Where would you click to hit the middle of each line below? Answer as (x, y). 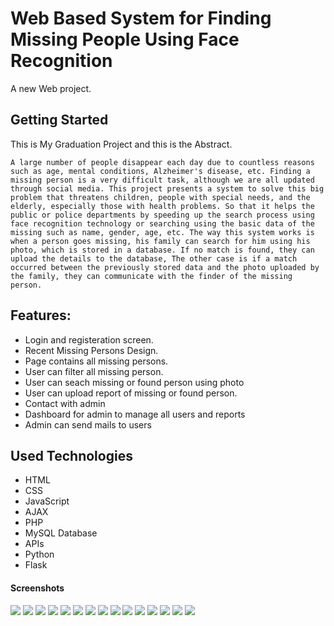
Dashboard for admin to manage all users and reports (135, 414)
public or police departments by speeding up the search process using (162, 215)
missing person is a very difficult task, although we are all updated (162, 180)
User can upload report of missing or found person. (131, 393)
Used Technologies (71, 455)
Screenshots (37, 588)
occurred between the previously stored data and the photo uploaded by (165, 267)
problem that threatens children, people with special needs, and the (160, 197)
